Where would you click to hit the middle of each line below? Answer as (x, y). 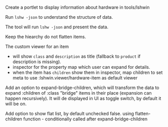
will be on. (16, 104)
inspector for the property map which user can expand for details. (81, 67)
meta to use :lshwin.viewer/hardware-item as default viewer (75, 78)
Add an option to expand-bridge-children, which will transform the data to (82, 88)
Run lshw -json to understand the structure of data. (59, 17)
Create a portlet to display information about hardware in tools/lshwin (78, 7)
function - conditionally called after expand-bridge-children (86, 119)
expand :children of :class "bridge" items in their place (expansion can (78, 93)
